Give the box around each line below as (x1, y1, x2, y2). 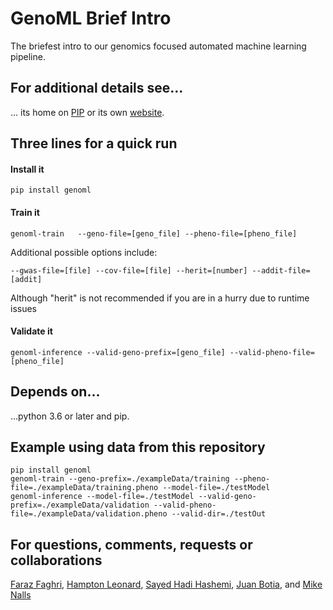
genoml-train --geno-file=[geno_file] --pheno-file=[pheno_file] (10, 228, 298, 239)
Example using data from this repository (10, 438, 266, 456)
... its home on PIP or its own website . (10, 106, 165, 118)
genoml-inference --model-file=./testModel (10, 492, 195, 502)
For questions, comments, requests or (10, 536, 253, 553)
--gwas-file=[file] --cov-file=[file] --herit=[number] (10, 265, 248, 276)
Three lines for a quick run (10, 135, 178, 152)
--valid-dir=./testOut (171, 509, 267, 519)
